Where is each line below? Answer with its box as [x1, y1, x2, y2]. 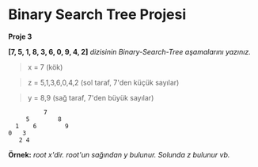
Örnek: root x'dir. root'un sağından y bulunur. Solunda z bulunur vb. [8, 150, 230, 159]
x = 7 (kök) [27, 62, 63, 72]
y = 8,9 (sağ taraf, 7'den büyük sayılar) [27, 93, 154, 102]
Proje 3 [8, 32, 32, 41]
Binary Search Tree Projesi [8, 6, 187, 24]
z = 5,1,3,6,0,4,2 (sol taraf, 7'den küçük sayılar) [27, 78, 180, 87]
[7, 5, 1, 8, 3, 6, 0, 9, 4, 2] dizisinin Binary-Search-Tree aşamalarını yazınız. [8, 47, 251, 56]
